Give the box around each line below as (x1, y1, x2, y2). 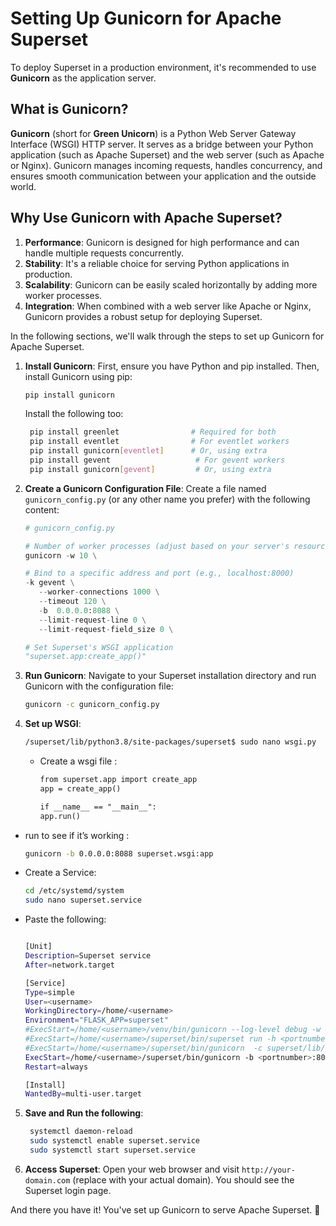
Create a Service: (24, 867, 97, 879)
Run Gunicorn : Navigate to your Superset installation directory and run (24, 670, 317, 682)
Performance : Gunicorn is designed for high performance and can (24, 236, 300, 248)
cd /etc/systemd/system (24, 886, 125, 896)
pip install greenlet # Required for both (29, 427, 277, 437)
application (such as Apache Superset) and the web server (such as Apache (10, 148, 325, 161)
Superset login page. (24, 1184, 112, 1196)
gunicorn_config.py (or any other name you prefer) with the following (24, 493, 311, 505)
